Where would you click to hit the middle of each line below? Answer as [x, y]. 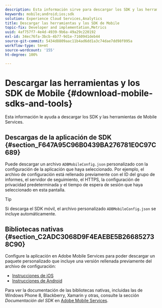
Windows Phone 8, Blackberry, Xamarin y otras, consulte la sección [72, 295]
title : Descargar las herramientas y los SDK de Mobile [62, 23]
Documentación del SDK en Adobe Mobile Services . [57, 300]
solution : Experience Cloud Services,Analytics [54, 18]
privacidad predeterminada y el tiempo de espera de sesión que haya [74, 185]
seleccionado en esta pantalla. [35, 190]
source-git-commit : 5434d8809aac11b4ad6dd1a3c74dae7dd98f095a [69, 41]
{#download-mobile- [110, 93]
